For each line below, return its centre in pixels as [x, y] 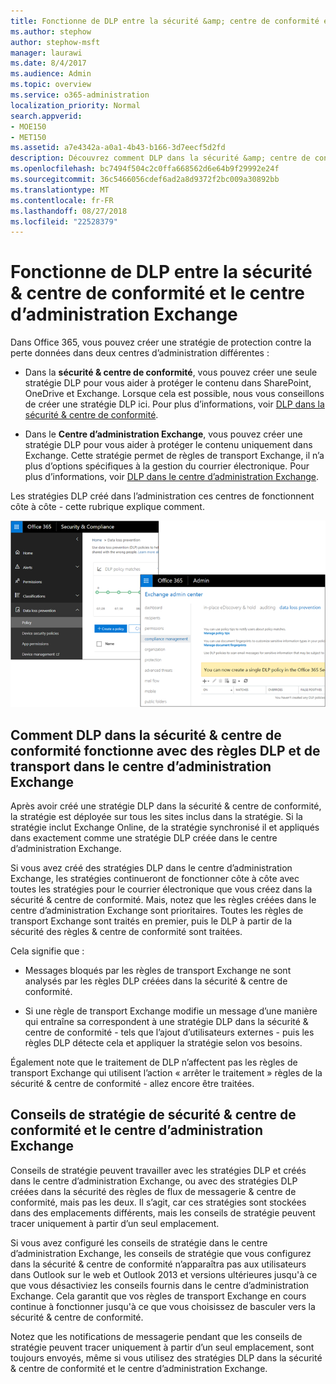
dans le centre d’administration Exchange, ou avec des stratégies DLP [154, 1181]
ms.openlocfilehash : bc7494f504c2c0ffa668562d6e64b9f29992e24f [145, 169]
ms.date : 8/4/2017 [48, 63]
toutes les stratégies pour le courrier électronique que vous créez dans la [161, 889]
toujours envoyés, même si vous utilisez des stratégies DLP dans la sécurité [166, 1357]
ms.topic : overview [51, 85]
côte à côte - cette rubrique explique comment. [107, 507]
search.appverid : [46, 116]
